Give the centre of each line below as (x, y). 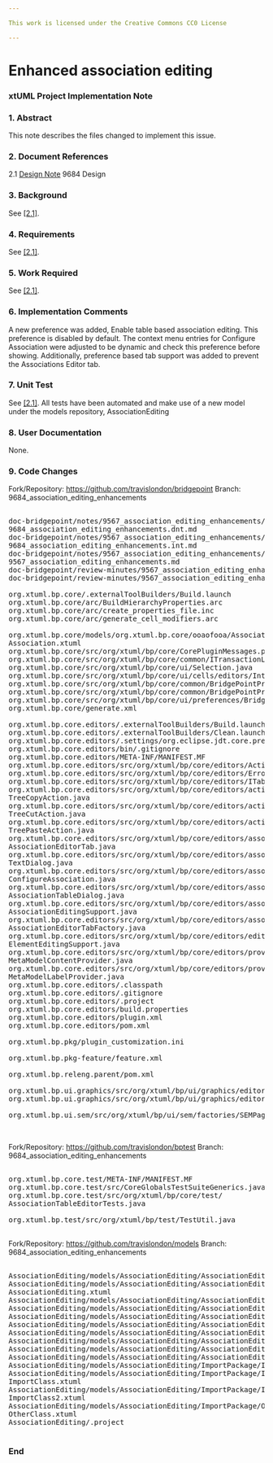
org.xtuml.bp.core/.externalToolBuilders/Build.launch (120, 594)
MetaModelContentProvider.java (71, 961)
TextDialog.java (41, 863)
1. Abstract (30, 117)
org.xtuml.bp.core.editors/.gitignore (86, 993)
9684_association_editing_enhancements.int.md (103, 546)
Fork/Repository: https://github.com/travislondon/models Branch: (118, 1244)
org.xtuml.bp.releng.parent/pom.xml (81, 1074)
